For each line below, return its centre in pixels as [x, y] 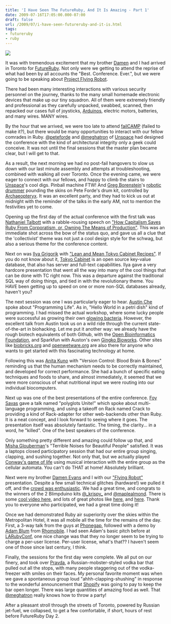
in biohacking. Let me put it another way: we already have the [92, 329]
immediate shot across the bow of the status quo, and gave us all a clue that [86, 233]
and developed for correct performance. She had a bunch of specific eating [85, 371]
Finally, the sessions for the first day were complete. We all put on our [79, 557]
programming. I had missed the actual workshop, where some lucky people [84, 312]
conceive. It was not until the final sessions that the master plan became [81, 148]
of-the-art [16, 329]
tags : [11, 29]
